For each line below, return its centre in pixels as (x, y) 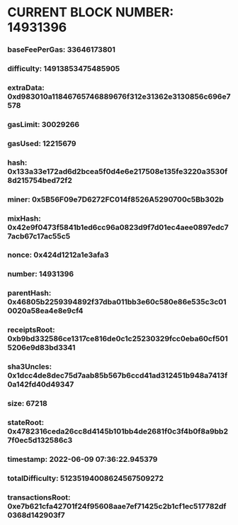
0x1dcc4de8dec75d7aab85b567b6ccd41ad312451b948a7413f (118, 375)
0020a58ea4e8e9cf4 (45, 311)
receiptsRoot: (31, 330)
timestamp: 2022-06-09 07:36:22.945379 (83, 459)
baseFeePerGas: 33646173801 (61, 50)
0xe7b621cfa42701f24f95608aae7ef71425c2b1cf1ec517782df (117, 506)
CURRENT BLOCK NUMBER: (91, 12)
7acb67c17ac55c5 (39, 236)
